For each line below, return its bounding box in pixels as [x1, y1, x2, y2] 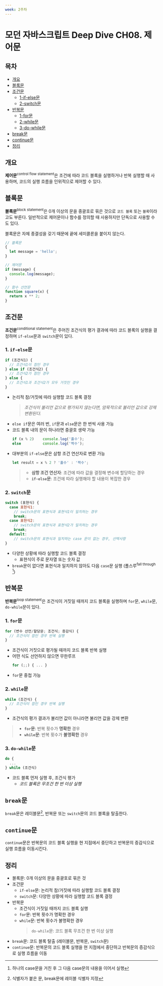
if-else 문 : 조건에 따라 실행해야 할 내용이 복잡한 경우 [31, 476, 131, 481]
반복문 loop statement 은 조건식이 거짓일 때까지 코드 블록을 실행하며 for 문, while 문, [5, 597, 157, 604]
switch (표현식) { [5, 500, 39, 505]
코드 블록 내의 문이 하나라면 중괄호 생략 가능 [12, 427, 96, 432]
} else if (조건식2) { [5, 367, 48, 372]
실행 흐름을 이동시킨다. [5, 846, 48, 852]
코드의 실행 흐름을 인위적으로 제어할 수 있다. [19, 179, 102, 184]
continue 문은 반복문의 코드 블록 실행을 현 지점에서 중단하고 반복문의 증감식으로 [5, 840, 154, 846]
